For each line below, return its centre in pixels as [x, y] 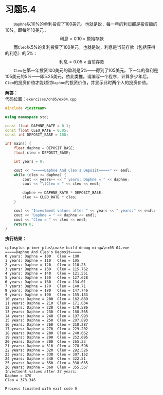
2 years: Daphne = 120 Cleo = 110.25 [45, 265]
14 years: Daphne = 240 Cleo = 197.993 [47, 316]
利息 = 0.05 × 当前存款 [82, 61]
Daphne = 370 [18, 376]
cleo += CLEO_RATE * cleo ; [50, 197]
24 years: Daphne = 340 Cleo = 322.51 [45, 359]
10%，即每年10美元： [27, 30]
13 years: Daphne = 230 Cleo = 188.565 [47, 312]
